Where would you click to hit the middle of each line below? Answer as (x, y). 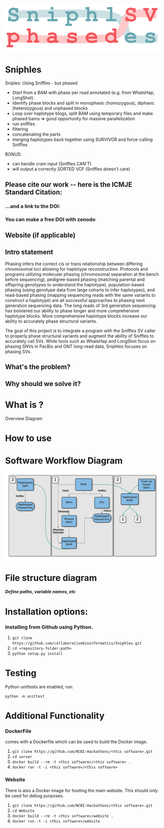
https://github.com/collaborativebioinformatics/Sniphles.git (77, 643)
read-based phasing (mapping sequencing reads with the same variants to (80, 295)
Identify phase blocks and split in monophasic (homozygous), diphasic (83, 103)
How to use (28, 438)
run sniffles (23, 124)
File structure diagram (51, 578)
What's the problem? (38, 367)
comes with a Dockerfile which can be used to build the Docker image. (76, 742)
